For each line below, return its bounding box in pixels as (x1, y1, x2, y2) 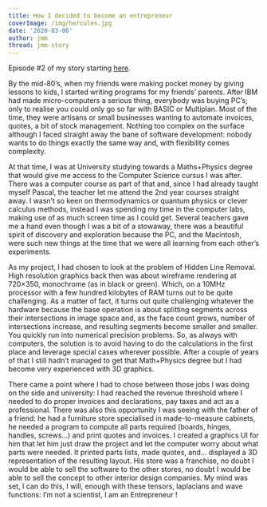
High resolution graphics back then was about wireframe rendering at (8, 271, 237, 280)
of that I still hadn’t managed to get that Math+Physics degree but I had (8, 356, 242, 366)
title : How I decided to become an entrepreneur (8, 11, 173, 20)
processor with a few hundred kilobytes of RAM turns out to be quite (8, 288, 234, 298)
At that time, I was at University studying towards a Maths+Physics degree (8, 162, 253, 172)
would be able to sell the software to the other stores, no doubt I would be (8, 465, 251, 474)
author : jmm (8, 34, 48, 42)
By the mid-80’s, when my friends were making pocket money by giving (8, 79, 245, 89)
